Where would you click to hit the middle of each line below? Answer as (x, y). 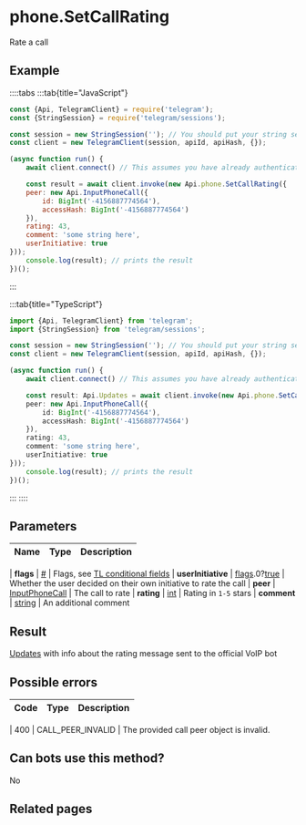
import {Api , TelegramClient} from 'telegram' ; (102, 321)
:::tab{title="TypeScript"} (56, 304)
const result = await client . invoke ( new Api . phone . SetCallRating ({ (156, 184)
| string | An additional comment (70, 603)
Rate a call (29, 42)
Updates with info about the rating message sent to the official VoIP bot (143, 654)
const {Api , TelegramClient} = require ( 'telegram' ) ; (112, 109)
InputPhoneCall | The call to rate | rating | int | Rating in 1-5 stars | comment (153, 593)
